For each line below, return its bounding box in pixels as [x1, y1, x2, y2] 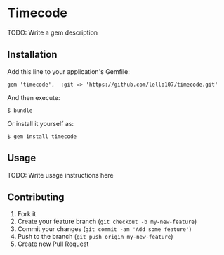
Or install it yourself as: [7, 119, 74, 127]
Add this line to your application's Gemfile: [7, 67, 130, 75]
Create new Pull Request [17, 240, 89, 248]
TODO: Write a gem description [7, 28, 98, 37]
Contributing [7, 191, 65, 203]
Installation [7, 49, 58, 61]
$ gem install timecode [7, 132, 77, 140]
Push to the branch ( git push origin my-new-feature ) [17, 232, 173, 241]
